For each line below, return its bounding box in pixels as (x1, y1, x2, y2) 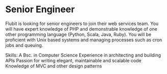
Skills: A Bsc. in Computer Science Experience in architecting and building (5, 52, 161, 58)
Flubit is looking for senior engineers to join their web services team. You (5, 20, 159, 27)
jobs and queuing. (5, 42, 43, 48)
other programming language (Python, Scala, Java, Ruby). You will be (5, 31, 152, 37)
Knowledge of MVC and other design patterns (5, 63, 102, 69)
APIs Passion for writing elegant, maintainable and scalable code (5, 57, 141, 63)
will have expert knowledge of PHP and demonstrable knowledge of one (5, 26, 157, 32)
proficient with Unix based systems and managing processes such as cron (5, 37, 162, 43)
